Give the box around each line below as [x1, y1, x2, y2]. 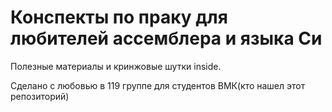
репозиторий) [10, 90, 70, 102]
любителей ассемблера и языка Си [10, 27, 323, 50]
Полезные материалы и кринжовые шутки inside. [10, 60, 222, 72]
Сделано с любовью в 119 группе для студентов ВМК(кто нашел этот [10, 79, 306, 91]
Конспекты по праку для [10, 6, 228, 29]
